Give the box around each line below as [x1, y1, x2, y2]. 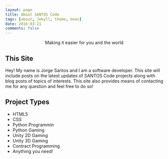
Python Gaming [12, 127, 45, 133]
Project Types [5, 98, 50, 106]
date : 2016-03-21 [5, 21, 42, 26]
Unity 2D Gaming [12, 132, 48, 138]
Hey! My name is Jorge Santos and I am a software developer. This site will [5, 67, 160, 73]
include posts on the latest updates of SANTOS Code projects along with [5, 72, 155, 78]
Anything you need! [12, 148, 54, 154]
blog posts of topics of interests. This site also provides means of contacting [5, 78, 163, 84]
